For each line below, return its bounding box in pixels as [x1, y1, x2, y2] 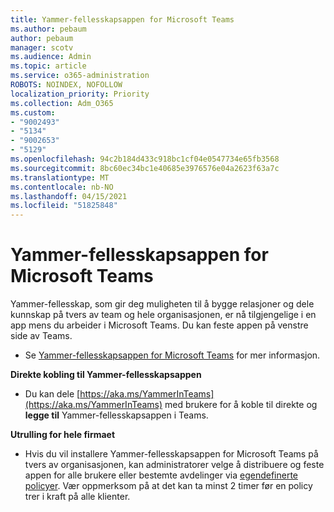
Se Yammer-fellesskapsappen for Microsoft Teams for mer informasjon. [24, 349, 321, 361]
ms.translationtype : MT [10, 172, 110, 183]
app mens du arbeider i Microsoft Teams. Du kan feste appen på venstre [10, 319, 309, 331]
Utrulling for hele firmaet [10, 429, 116, 441]
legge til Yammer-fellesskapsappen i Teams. [24, 409, 209, 421]
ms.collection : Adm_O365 [10, 98, 114, 108]
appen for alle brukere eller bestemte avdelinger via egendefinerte [24, 469, 299, 481]
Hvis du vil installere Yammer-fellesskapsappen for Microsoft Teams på [24, 448, 319, 460]
